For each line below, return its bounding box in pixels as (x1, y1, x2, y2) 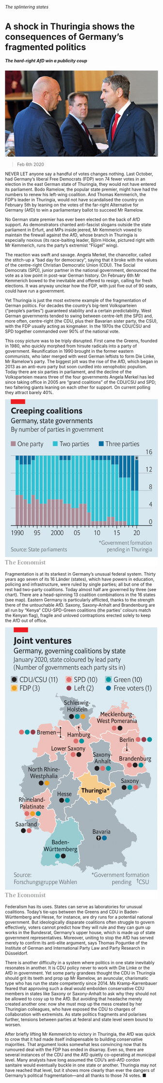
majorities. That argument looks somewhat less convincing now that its (5, 1041, 147, 1047)
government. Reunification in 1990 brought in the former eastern (5, 348, 134, 354)
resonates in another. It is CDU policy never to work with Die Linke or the (5, 965, 150, 971)
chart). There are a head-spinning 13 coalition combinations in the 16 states (5, 592, 156, 597)
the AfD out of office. (5, 618, 48, 623)
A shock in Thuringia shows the (5, 21, 135, 32)
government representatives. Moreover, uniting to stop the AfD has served (5, 935, 154, 940)
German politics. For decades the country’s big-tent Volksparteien (5, 303, 137, 308)
